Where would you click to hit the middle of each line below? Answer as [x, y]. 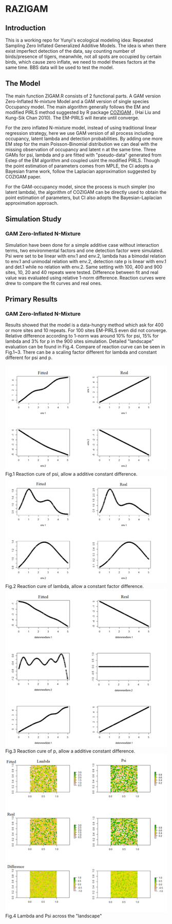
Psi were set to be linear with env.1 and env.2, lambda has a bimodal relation [85, 256]
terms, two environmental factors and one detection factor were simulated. [84, 250]
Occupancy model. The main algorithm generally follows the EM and [78, 107]
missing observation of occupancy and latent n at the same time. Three [81, 149]
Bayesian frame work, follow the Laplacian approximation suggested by [81, 171]
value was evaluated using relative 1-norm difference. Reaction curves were [85, 278]
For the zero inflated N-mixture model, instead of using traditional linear [81, 127]
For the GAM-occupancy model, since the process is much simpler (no [80, 186]
